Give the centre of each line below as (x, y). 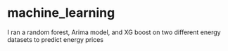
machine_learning (61, 13)
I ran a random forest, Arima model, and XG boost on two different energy (114, 32)
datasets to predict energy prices (56, 39)
